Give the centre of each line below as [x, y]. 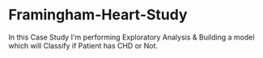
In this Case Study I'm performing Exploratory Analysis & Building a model [131, 37]
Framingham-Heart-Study [98, 15]
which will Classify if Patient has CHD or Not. [83, 45]
